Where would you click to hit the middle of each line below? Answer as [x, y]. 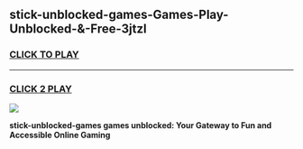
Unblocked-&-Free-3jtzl [78, 29]
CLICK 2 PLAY [41, 88]
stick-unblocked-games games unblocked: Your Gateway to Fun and [141, 125]
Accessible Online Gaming [60, 135]
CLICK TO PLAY [44, 55]
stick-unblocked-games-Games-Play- [119, 15]
